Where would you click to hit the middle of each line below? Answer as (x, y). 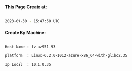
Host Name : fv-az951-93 (30, 47)
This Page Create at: (26, 7)
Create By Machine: (26, 32)
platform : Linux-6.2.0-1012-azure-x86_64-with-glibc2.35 (66, 56)
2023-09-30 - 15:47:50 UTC (32, 21)
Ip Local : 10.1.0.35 (28, 65)
